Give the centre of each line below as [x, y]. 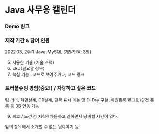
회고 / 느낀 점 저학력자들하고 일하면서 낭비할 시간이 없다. [65, 116]
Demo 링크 [17, 26]
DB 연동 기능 [27, 106]
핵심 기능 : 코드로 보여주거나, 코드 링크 [48, 75]
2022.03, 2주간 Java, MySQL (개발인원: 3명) [48, 52]
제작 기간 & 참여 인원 [27, 41]
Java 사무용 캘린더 [40, 10]
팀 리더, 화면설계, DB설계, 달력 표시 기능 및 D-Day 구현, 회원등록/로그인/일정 [77, 100]
